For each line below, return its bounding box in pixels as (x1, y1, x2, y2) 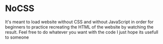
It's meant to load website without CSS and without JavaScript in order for (5, 19, 154, 25)
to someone (5, 34, 29, 40)
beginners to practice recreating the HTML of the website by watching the (5, 24, 154, 29)
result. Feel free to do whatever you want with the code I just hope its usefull (5, 29, 159, 35)
